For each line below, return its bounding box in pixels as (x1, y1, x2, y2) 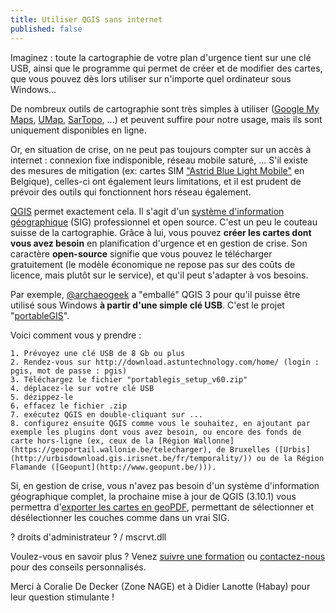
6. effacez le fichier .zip (10, 401, 128, 411)
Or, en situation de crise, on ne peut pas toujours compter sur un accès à (10, 143, 312, 155)
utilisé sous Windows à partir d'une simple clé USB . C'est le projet (10, 299, 285, 311)
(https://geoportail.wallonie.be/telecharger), (10, 444, 213, 455)
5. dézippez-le (10, 392, 74, 402)
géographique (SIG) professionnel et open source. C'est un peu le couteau (10, 216, 318, 228)
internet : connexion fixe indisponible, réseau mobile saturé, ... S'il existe (10, 154, 309, 166)
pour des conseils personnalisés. (10, 561, 147, 573)
